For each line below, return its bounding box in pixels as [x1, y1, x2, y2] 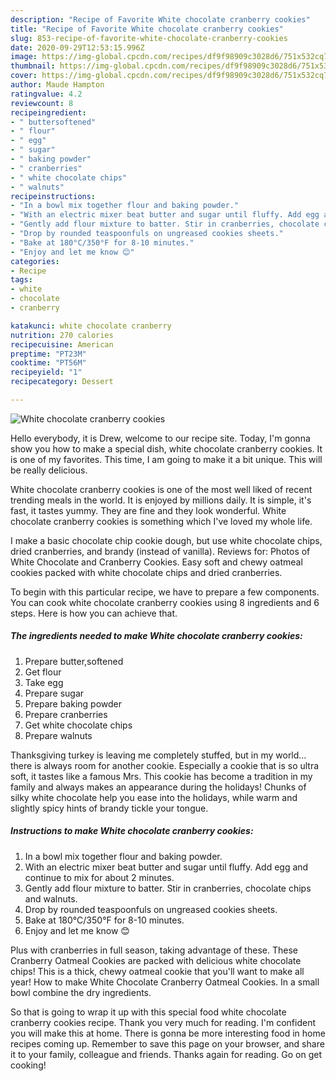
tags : [10, 275, 33, 285]
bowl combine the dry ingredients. [10, 986, 152, 998]
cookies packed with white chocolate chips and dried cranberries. [10, 566, 283, 578]
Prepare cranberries [24, 708, 108, 720]
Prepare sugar [24, 687, 85, 699]
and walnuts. [24, 892, 78, 905]
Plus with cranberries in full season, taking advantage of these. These [10, 944, 298, 956]
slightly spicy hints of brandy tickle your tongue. [10, 802, 209, 814]
